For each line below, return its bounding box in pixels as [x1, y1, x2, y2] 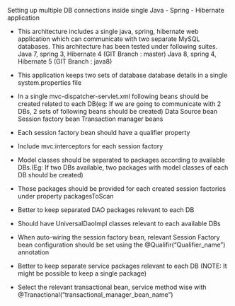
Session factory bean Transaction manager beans [17, 114, 164, 123]
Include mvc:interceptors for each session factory [17, 142, 164, 151]
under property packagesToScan [17, 192, 114, 200]
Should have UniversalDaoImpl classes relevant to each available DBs [17, 219, 221, 228]
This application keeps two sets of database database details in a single [17, 71, 228, 79]
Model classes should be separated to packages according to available [17, 155, 225, 164]
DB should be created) [17, 171, 84, 179]
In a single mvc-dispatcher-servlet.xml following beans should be [17, 92, 209, 100]
